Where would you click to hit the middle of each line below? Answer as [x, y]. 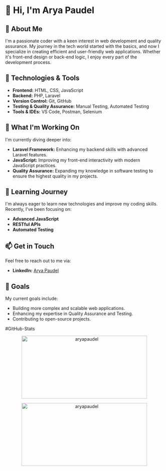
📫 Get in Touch [30, 246]
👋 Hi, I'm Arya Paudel [50, 10]
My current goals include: [32, 298]
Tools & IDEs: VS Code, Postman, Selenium [57, 111]
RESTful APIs [27, 224]
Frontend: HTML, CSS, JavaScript [48, 90]
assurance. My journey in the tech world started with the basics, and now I [82, 46]
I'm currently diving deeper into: [38, 139]
